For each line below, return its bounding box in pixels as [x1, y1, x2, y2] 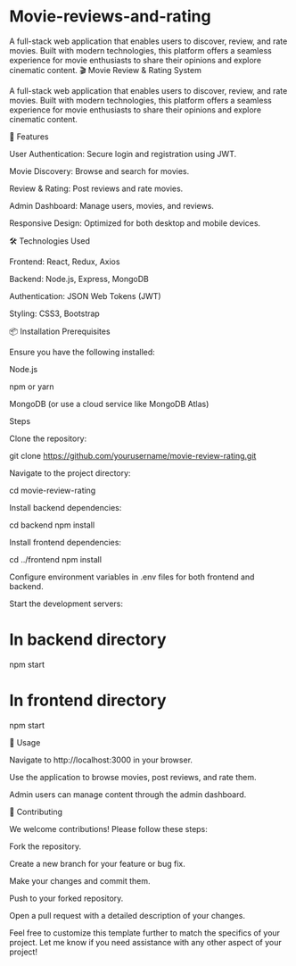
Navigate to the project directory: [9, 467, 131, 479]
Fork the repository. [9, 841, 82, 852]
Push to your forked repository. [9, 893, 124, 904]
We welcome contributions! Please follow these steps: [9, 823, 208, 834]
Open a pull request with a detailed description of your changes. [9, 910, 245, 920]
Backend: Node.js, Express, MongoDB [9, 273, 149, 284]
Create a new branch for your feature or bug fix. [9, 858, 185, 869]
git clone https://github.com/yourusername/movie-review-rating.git [9, 450, 257, 461]
